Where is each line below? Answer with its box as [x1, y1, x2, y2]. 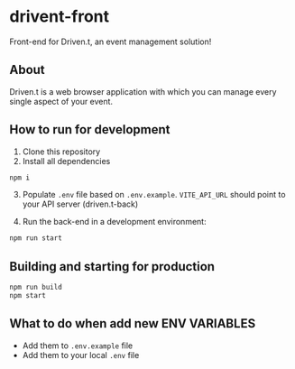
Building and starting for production [9, 259, 215, 274]
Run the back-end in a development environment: [22, 217, 207, 227]
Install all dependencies [22, 155, 111, 166]
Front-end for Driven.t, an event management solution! [9, 36, 212, 47]
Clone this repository [22, 146, 101, 157]
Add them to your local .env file [22, 349, 140, 360]
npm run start [9, 234, 63, 243]
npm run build [9, 282, 63, 292]
